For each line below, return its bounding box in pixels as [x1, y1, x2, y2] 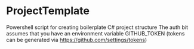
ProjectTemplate [6, 4, 90, 18]
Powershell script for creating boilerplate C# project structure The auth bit [6, 24, 189, 31]
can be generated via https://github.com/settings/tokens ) [6, 36, 147, 43]
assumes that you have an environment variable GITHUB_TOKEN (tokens [6, 30, 185, 37]
